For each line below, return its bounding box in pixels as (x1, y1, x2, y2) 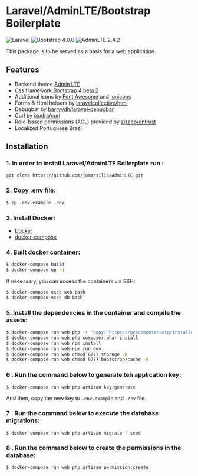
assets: (6, 316, 28, 324)
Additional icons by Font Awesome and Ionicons (14, 93, 131, 100)
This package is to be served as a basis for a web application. (6, 47, 156, 54)
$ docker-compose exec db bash (6, 294, 83, 301)
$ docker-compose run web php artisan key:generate (6, 384, 136, 390)
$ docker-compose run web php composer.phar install (6, 335, 138, 341)
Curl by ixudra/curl (14, 112, 61, 119)
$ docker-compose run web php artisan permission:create (6, 465, 149, 471)
